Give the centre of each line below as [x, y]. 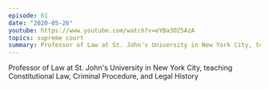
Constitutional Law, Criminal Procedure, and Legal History [103, 76]
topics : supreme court [46, 38]
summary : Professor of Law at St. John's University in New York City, [130, 45]
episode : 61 [28, 15]
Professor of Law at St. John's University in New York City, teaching [120, 68]
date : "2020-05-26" [41, 23]
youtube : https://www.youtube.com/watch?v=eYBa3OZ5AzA [102, 30]
